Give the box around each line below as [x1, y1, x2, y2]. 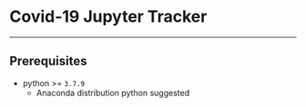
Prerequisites [9, 53, 87, 69]
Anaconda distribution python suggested [36, 87, 189, 98]
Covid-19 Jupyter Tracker [9, 6, 208, 27]
